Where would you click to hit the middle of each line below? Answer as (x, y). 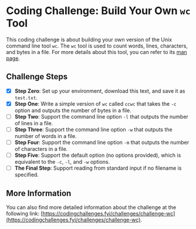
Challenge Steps (37, 77)
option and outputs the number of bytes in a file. (73, 110)
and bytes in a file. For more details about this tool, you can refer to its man (97, 52)
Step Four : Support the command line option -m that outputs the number (102, 142)
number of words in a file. (46, 136)
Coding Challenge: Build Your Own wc (98, 11)
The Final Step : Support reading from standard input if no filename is (98, 168)
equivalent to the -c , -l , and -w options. (62, 162)
